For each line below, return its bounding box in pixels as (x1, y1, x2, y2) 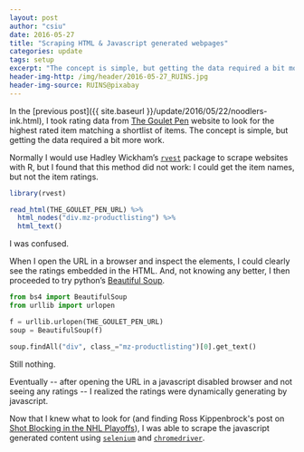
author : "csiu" (9, 22, 67, 31)
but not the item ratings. (9, 171, 100, 182)
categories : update (9, 47, 83, 56)
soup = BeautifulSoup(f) (9, 325, 103, 335)
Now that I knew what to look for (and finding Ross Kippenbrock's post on (9, 413, 285, 424)
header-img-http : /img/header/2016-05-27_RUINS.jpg (9, 72, 208, 82)
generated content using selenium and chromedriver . (9, 432, 205, 443)
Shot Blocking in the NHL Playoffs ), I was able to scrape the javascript (9, 422, 270, 433)
